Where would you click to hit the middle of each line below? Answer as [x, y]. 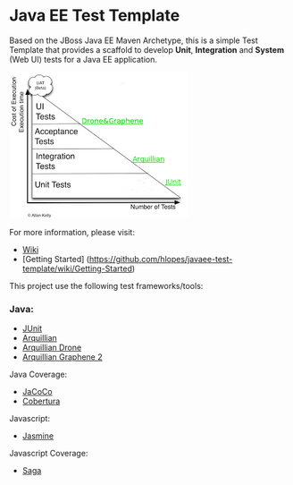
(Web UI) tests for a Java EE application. [84, 59]
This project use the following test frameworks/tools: [106, 285]
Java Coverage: [38, 374]
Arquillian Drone [52, 348]
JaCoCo [37, 392]
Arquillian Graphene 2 [62, 357]
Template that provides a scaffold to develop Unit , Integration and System [146, 49]
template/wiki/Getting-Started [77, 268]
